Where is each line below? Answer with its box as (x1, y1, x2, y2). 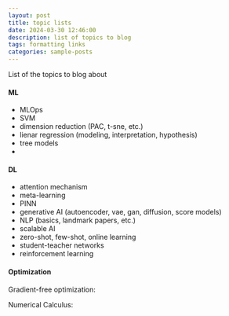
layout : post (8, 11, 51, 20)
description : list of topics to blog (8, 33, 132, 42)
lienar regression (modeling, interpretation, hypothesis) (19, 130, 198, 140)
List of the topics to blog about (8, 70, 107, 79)
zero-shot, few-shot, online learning (19, 233, 136, 242)
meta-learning (19, 190, 66, 200)
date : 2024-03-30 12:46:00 (8, 26, 96, 34)
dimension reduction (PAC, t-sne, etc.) (19, 122, 144, 131)
